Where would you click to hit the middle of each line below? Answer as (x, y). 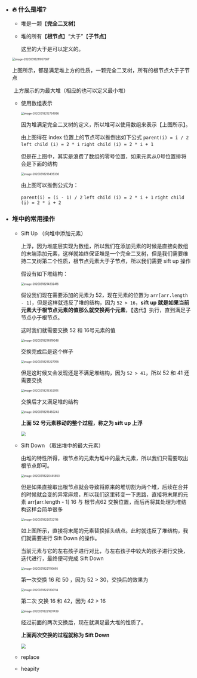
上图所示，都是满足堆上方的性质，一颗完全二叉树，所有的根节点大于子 (98, 71)
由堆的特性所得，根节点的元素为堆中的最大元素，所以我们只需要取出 (104, 458)
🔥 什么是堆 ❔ (29, 9)
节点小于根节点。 (42, 317)
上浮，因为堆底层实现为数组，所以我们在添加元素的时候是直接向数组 (104, 246)
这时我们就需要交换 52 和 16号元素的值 (68, 330)
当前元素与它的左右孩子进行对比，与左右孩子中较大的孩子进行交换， (104, 551)
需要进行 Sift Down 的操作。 (66, 538)
